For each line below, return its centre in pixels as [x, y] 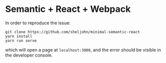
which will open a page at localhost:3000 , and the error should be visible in [83, 50]
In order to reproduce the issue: [38, 23]
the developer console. [29, 55]
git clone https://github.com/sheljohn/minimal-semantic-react [73, 32]
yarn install [19, 36]
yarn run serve [21, 41]
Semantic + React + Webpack [68, 9]
